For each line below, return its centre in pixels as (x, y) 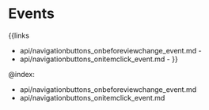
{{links (19, 35)
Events (32, 14)
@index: (22, 74)
